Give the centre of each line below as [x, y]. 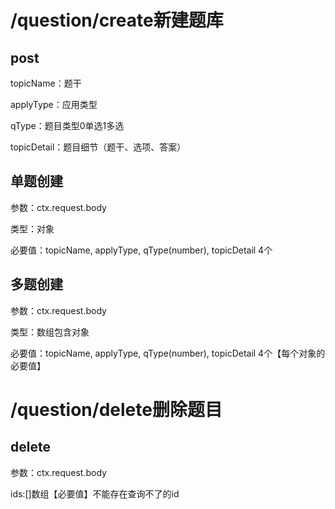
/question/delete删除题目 [116, 409]
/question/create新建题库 [117, 20]
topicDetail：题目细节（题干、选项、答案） [98, 147]
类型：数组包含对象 [50, 332]
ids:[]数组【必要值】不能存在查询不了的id [95, 493]
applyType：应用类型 [54, 104]
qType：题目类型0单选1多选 [67, 125]
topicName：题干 [46, 83]
